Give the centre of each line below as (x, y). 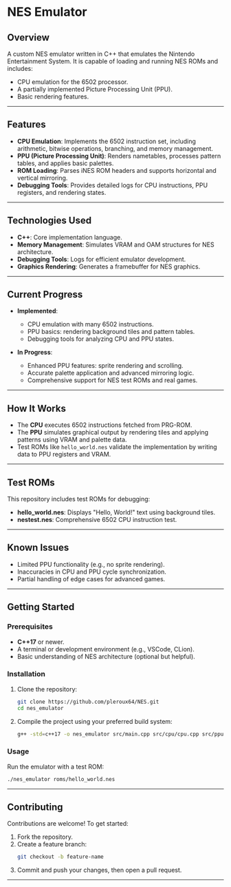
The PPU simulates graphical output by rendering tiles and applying (112, 432)
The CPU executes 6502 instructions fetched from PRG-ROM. (104, 425)
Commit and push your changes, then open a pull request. (99, 870)
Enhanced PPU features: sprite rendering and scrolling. (105, 366)
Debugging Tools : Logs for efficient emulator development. (101, 259)
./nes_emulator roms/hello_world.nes (61, 779)
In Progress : (35, 353)
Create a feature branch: (52, 844)
